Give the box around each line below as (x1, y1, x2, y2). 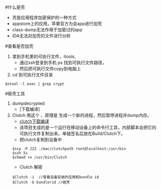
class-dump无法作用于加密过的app (12, 27, 82, 33)
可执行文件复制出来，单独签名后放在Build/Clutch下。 (19, 131, 126, 136)
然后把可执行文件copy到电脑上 (19, 66, 81, 72)
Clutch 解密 (19, 164, 43, 170)
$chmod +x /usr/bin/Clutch (12, 155, 67, 160)
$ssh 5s (12, 151, 28, 155)
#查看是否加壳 (5, 43, 34, 49)
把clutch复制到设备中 (19, 137, 62, 142)
